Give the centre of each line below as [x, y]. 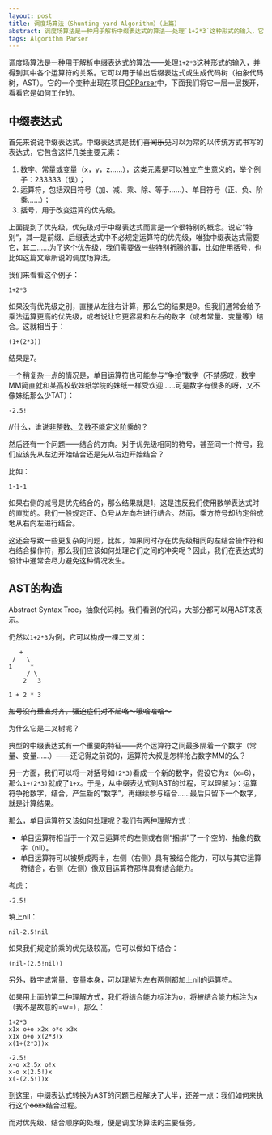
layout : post [30, 16]
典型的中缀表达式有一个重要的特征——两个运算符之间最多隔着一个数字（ [129, 745]
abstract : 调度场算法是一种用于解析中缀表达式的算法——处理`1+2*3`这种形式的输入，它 [136, 31]
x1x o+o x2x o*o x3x [43, 1029]
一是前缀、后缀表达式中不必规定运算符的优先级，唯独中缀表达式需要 [147, 238]
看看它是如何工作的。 [44, 93]
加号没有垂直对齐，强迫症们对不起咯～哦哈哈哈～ [90, 711]
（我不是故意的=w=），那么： [57, 1007]
